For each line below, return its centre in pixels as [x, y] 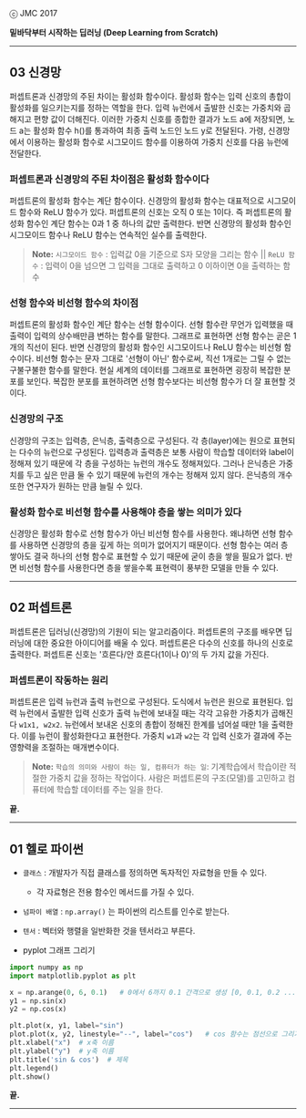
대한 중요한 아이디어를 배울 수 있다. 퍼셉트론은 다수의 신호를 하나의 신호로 [163, 643]
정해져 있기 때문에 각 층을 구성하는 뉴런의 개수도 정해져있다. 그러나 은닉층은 [143, 463]
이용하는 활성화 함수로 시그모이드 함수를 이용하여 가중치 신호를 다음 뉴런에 [158, 141]
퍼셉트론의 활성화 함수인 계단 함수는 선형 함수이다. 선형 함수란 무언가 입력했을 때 [152, 325]
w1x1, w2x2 [40, 725]
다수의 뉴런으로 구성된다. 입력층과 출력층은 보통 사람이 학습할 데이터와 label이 [156, 451]
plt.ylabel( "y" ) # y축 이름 [62, 1051]
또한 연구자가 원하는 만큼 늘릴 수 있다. [76, 486]
